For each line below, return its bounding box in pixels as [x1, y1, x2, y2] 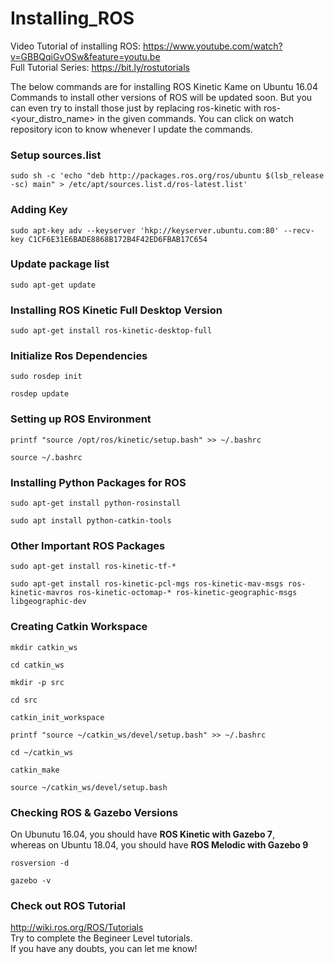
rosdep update [10, 389, 70, 399]
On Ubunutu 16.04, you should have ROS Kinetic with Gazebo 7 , [10, 828, 276, 840]
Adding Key [10, 203, 68, 217]
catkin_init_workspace [10, 712, 105, 722]
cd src [10, 695, 38, 705]
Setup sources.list [10, 148, 102, 162]
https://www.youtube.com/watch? [142, 40, 283, 52]
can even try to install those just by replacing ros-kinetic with [10, 102, 262, 114]
